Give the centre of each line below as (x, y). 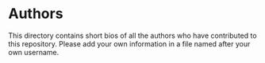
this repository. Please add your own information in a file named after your (129, 43)
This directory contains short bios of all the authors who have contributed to (132, 35)
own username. (34, 52)
